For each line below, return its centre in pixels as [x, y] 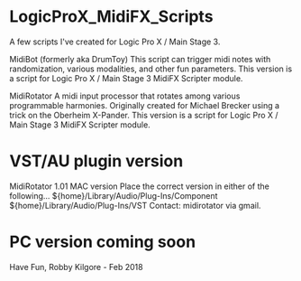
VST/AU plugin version [96, 161]
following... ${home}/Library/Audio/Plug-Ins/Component [114, 195]
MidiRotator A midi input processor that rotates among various [125, 96]
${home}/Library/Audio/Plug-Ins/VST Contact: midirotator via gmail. [135, 205]
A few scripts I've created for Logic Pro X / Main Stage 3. [115, 42]
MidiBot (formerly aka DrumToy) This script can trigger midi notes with [140, 59]
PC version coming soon [103, 242]
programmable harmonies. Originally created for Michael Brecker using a [145, 105]
